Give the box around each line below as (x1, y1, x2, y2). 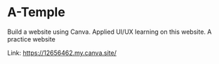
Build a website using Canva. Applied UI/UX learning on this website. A (7, 27, 212, 36)
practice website (7, 34, 56, 43)
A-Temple (7, 4, 65, 20)
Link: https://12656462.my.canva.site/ (7, 49, 117, 57)
